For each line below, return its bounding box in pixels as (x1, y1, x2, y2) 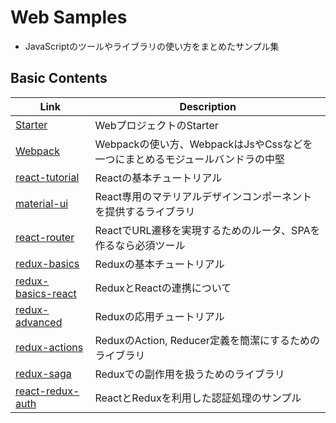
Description (179, 99, 237, 113)
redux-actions (15, 340, 84, 354)
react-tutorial (15, 170, 80, 184)
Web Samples (10, 6, 128, 29)
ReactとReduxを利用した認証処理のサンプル (94, 391, 302, 405)
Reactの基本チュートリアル (94, 171, 223, 185)
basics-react (15, 286, 77, 300)
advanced (15, 315, 63, 329)
